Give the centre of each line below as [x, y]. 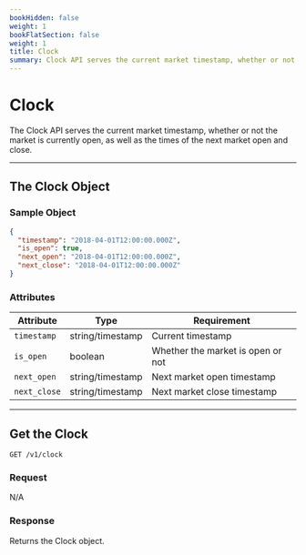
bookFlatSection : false [55, 35]
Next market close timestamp [214, 392]
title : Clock [34, 52]
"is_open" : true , [51, 248]
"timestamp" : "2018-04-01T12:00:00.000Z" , [99, 240]
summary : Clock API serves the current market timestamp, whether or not [153, 60]
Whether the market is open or [217, 351]
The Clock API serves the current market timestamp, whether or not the [143, 130]
